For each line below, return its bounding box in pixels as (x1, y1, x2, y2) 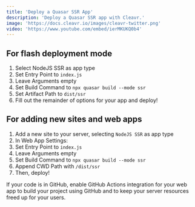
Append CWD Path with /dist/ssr (15, 162, 101, 170)
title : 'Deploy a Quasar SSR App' (6, 8, 94, 15)
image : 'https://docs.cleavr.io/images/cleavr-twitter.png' (6, 20, 162, 26)
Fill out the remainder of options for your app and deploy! (15, 97, 158, 104)
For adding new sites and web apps (6, 114, 142, 124)
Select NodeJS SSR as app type (15, 64, 96, 72)
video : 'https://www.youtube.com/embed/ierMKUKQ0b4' (6, 25, 142, 32)
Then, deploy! (15, 169, 50, 176)
